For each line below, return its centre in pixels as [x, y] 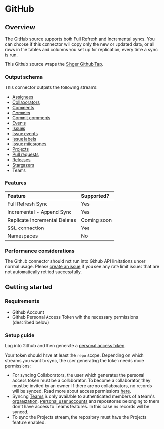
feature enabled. [29, 422]
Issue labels [24, 139]
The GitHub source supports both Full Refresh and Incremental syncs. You [80, 39]
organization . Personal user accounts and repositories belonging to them [86, 401]
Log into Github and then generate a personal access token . [65, 345]
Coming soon [96, 220]
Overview [20, 27]
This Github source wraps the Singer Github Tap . [54, 64]
